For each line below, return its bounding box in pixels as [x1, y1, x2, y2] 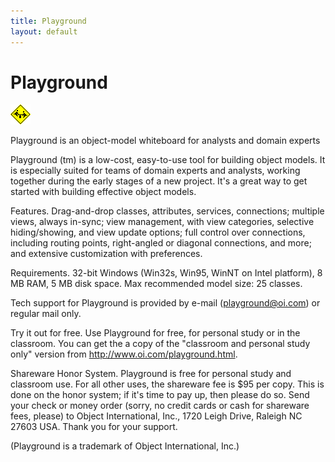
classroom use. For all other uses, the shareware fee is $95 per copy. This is [10, 378, 325, 390]
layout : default [10, 26, 78, 37]
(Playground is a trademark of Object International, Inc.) [10, 440, 240, 452]
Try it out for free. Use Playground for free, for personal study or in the [10, 327, 301, 339]
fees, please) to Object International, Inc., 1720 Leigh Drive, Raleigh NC [10, 410, 303, 422]
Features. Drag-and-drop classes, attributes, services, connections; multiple [10, 205, 325, 217]
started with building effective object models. [10, 186, 197, 198]
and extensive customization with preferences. [10, 248, 203, 260]
